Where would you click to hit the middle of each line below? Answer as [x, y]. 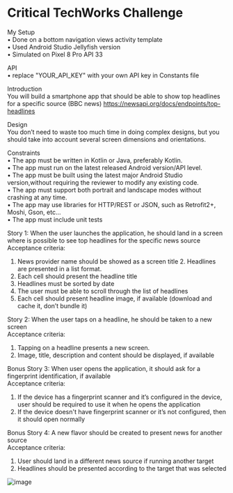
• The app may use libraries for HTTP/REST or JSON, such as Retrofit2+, [112, 204]
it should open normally [51, 419]
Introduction [25, 89]
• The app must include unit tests [55, 219]
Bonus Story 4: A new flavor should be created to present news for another [115, 432]
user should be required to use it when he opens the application [109, 404]
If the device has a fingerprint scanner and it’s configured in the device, [120, 397]
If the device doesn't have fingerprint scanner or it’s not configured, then [121, 411]
